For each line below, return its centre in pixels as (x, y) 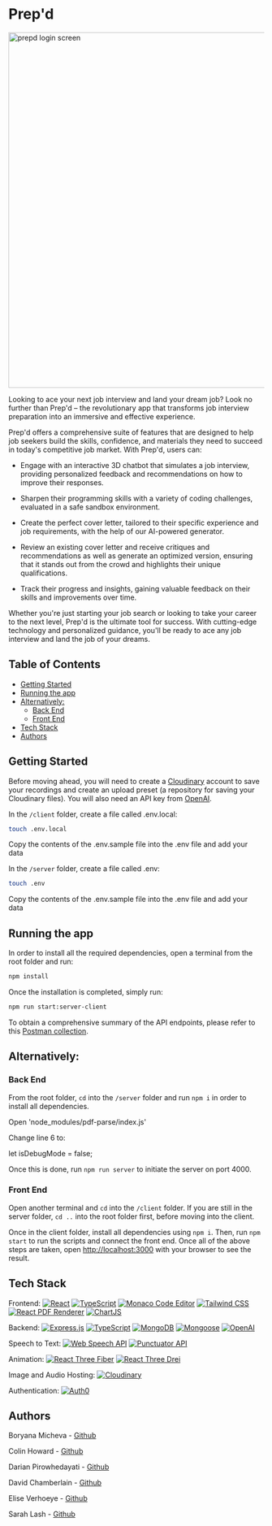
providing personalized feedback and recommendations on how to (132, 474)
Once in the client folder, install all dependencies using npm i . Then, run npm (135, 1232)
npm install (28, 977)
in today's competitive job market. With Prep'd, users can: (105, 449)
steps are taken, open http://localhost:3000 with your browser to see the (130, 1249)
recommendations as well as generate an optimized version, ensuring (136, 555)
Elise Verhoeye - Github (48, 1498)
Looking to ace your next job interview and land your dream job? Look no (131, 399)
